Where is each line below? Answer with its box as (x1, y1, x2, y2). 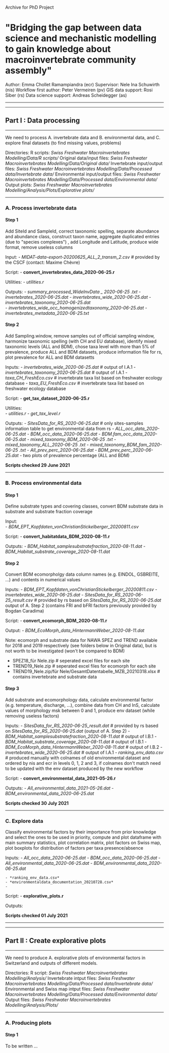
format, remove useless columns (5, 244, 73, 250)
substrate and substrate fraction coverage (5, 509, 93, 515)
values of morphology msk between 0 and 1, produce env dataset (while (5, 707, 155, 713)
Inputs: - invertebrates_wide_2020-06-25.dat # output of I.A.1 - (5, 364, 136, 370)
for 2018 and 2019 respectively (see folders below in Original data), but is (5, 643, 157, 649)
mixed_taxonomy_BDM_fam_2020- (90, 441, 162, 448)
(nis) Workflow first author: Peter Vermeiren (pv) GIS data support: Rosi (5, 87, 153, 93)
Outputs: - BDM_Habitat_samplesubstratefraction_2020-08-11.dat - (5, 543, 146, 549)
